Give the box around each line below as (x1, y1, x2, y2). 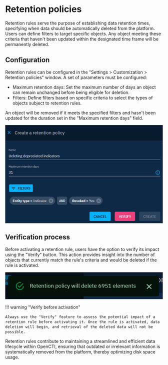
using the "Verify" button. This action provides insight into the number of (5, 251, 155, 257)
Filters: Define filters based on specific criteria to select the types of (12, 94, 153, 100)
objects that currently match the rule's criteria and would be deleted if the (5, 256, 157, 263)
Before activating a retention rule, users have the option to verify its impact (5, 246, 159, 252)
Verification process (5, 233, 70, 241)
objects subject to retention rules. (12, 100, 82, 106)
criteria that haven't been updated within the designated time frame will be (5, 36, 159, 42)
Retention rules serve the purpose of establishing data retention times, (5, 20, 150, 26)
